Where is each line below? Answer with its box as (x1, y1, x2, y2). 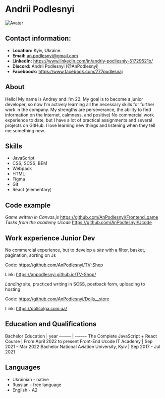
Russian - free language (12, 382, 62, 388)
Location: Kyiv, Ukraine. (12, 47, 62, 53)
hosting (5, 286, 21, 292)
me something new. (5, 127, 46, 133)
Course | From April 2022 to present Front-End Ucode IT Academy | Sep (5, 338, 153, 344)
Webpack (12, 166, 32, 171)
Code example (5, 201, 51, 209)
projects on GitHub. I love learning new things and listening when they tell (5, 122, 155, 128)
